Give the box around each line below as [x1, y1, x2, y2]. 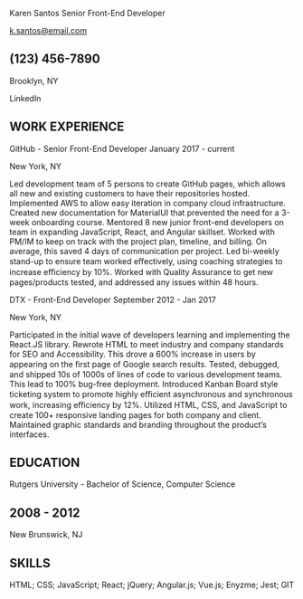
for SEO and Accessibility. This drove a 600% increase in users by [9, 348, 256, 359]
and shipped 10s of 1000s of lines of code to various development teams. [9, 368, 283, 379]
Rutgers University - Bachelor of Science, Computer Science [9, 479, 236, 490]
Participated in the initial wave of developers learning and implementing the [9, 329, 291, 340]
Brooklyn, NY [9, 75, 59, 86]
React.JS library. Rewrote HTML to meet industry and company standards [9, 338, 284, 349]
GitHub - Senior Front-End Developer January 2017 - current [9, 143, 235, 154]
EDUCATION [9, 455, 80, 471]
